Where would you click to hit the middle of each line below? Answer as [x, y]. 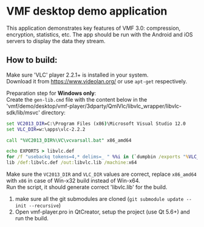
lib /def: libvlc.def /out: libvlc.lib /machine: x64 [72, 162]
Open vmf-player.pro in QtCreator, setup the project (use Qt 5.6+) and [102, 212]
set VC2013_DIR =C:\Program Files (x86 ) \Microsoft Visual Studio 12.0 [96, 124]
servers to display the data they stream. [56, 41]
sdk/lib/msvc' [23, 112]
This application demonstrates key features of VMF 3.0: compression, [93, 28]
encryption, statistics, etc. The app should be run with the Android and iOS [100, 34]
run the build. [32, 218]
